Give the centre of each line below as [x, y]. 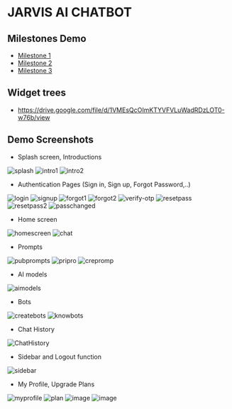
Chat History [36, 329]
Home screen [37, 219]
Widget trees [37, 93]
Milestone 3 [35, 71]
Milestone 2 [35, 63]
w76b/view [34, 117]
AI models [32, 274]
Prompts [30, 247]
